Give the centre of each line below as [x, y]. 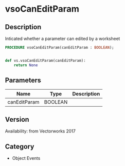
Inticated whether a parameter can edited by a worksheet [62, 38]
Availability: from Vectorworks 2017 [40, 131]
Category [20, 146]
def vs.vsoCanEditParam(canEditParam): [45, 60]
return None [26, 65]
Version [17, 120]
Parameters [23, 81]
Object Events [26, 158]
